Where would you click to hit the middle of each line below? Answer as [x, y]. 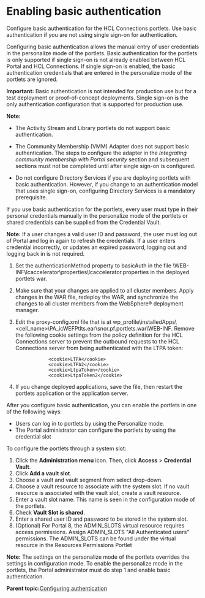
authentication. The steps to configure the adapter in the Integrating [101, 153]
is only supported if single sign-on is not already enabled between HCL [96, 59]
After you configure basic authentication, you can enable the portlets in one [102, 405]
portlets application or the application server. [72, 393]
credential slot [33, 436]
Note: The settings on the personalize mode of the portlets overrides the [98, 557]
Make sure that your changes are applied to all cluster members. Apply [104, 290]
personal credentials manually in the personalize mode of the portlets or [97, 215]
